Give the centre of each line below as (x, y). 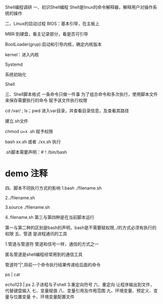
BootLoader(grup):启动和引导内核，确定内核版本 (54, 44)
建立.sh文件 (17, 121)
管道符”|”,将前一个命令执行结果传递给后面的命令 (53, 265)
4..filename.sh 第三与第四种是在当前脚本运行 (50, 217)
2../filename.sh (20, 198)
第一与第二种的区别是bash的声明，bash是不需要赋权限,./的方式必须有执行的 (81, 228)
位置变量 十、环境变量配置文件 (44, 297)
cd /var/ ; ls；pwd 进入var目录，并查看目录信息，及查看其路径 (67, 111)
